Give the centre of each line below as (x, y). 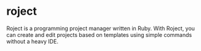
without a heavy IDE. (32, 41)
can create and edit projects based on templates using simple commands (99, 34)
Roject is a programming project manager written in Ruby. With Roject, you (101, 28)
